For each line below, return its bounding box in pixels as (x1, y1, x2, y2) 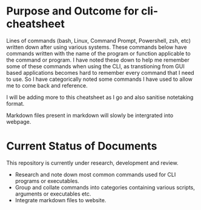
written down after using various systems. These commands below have (6, 43, 187, 51)
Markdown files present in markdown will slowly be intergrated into (6, 112, 174, 119)
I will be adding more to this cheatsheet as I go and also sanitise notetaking (6, 94, 194, 101)
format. (6, 100, 25, 107)
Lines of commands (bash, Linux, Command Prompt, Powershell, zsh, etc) (6, 37, 191, 44)
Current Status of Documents (6, 139, 157, 153)
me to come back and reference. (6, 81, 88, 89)
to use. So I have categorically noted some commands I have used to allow (6, 75, 193, 83)
